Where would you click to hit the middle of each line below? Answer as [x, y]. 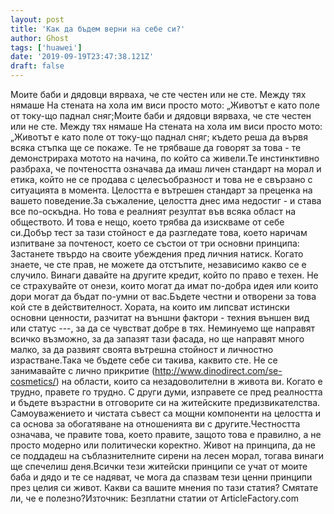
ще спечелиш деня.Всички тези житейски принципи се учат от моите [159, 466]
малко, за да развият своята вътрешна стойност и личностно [142, 349]
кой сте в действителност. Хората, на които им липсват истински [150, 307]
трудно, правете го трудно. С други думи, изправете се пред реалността [166, 392]
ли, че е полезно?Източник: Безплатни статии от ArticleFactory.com [154, 498]
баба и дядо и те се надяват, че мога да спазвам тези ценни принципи [161, 477]
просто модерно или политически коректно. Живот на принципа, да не [163, 445]
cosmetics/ [33, 381]
